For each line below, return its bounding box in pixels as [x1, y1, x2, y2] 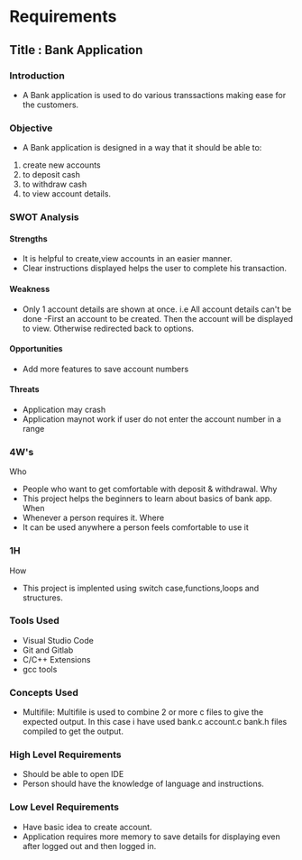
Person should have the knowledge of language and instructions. [22, 778, 264, 790]
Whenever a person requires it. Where [22, 512, 165, 524]
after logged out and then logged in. [22, 840, 157, 851]
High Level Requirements [9, 748, 122, 761]
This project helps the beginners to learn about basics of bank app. [22, 493, 272, 504]
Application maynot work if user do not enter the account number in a [22, 413, 282, 425]
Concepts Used [9, 686, 79, 699]
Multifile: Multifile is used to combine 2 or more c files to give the [22, 707, 264, 718]
